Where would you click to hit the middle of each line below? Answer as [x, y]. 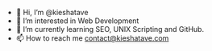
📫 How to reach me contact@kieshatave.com [92, 38]
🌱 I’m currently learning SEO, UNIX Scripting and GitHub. [110, 29]
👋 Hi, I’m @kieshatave [52, 12]
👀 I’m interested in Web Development [77, 21]
